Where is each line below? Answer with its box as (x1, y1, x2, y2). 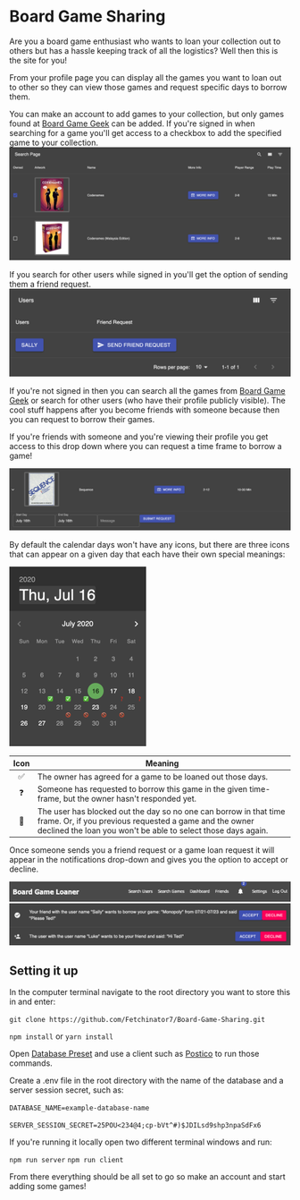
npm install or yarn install (9, 1031, 114, 1042)
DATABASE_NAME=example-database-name (9, 1103, 150, 1113)
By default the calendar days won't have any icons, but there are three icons (9, 540, 290, 550)
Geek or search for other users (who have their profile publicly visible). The (9, 395, 286, 405)
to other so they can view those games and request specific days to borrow (9, 81, 287, 92)
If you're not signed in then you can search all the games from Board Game (9, 385, 286, 396)
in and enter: (9, 996, 56, 1008)
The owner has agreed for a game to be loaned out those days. (37, 771, 269, 782)
